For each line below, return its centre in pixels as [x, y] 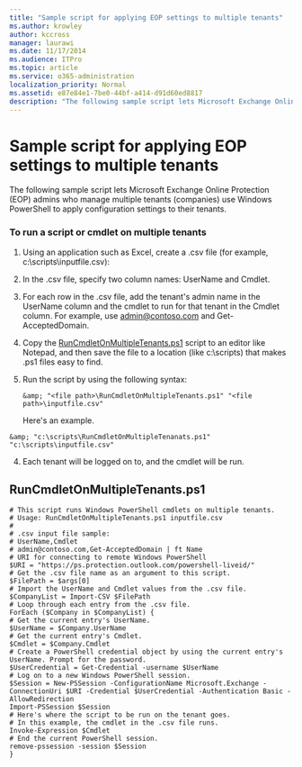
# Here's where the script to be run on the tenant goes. [120, 715]
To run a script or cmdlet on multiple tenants [108, 232]
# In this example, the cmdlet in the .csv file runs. [114, 723]
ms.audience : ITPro [46, 59]
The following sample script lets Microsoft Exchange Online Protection [139, 190]
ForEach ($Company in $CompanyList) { [82, 613]
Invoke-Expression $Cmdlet [60, 731]
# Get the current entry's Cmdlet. [76, 636]
